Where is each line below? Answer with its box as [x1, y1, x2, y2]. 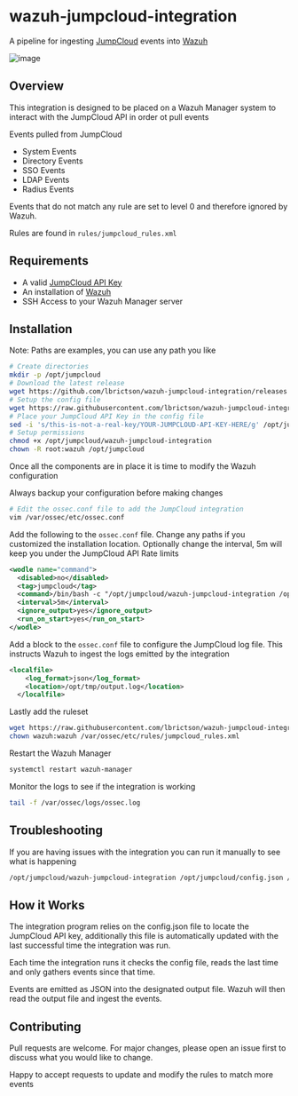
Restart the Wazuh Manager [9, 748, 112, 758]
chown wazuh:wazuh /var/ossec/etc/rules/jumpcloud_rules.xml [9, 732, 240, 741]
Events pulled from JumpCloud [9, 129, 122, 139]
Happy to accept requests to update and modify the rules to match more [9, 1069, 273, 1080]
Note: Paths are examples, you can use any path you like [9, 345, 216, 356]
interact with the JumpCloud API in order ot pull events [9, 111, 209, 122]
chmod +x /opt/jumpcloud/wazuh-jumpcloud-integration [9, 437, 213, 446]
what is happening [9, 855, 77, 867]
